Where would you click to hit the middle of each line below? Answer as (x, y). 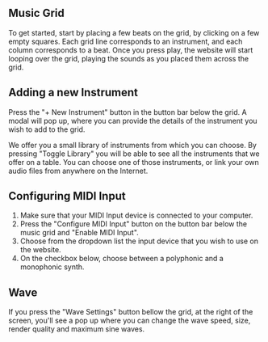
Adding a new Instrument (73, 93)
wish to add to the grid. (47, 129)
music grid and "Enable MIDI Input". (79, 233)
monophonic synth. (52, 267)
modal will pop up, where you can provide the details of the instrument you (133, 120)
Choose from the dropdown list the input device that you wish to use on (139, 241)
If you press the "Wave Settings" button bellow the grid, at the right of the (131, 312)
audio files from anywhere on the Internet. (78, 171)
